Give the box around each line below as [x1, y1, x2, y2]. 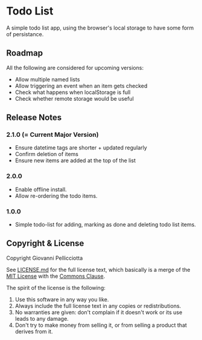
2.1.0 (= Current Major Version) [6, 131, 99, 139]
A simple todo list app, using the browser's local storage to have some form [6, 24, 194, 31]
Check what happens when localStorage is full [14, 89, 131, 96]
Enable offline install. [14, 186, 68, 193]
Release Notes [6, 113, 62, 123]
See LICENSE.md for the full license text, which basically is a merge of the [6, 266, 191, 273]
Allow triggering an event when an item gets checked [14, 82, 148, 89]
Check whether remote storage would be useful [14, 95, 134, 102]
